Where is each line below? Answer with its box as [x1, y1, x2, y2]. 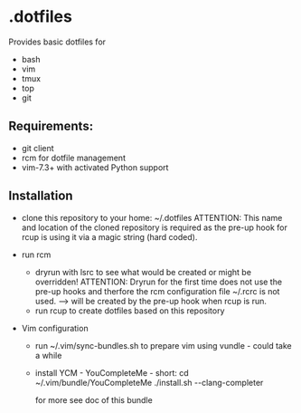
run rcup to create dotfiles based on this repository [34, 305, 225, 316]
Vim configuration [21, 322, 89, 333]
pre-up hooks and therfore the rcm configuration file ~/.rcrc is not [34, 285, 280, 296]
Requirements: [8, 119, 94, 134]
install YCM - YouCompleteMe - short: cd [34, 367, 189, 378]
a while [34, 350, 62, 360]
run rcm [21, 249, 52, 260]
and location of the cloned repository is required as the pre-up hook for [21, 222, 288, 233]
